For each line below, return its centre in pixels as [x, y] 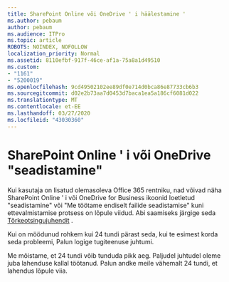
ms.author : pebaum [34, 21]
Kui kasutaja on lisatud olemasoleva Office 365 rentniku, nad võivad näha [114, 190]
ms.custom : [23, 67]
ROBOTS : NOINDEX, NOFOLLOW [47, 47]
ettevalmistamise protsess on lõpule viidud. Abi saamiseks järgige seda [112, 213]
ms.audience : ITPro [36, 34]
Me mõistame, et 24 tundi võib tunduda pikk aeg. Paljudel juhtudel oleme [114, 255]
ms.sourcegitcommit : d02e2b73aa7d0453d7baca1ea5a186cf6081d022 [103, 93]
